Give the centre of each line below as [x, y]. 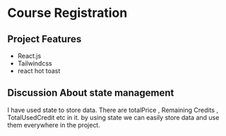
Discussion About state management [91, 93]
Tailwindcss [35, 63]
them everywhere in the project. [54, 125]
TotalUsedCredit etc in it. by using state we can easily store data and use [113, 117]
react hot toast [39, 71]
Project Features [44, 39]
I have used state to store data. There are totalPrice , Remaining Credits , [113, 110]
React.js [29, 56]
